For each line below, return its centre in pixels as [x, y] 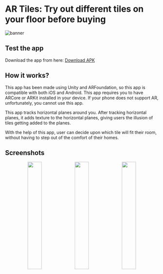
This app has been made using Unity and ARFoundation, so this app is [75, 87]
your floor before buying [55, 19]
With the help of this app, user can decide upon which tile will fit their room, [81, 132]
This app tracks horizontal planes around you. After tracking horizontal [76, 112]
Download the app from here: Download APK [50, 60]
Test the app [24, 48]
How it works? [27, 76]
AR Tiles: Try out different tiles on [74, 9]
